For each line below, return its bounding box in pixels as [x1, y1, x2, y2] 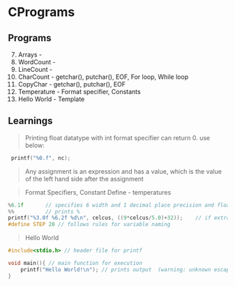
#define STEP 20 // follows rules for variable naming [8, 221, 171, 228]
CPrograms [8, 4, 75, 20]
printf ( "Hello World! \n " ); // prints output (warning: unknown [20, 266, 211, 273]
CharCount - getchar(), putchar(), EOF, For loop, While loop [17, 73, 189, 81]
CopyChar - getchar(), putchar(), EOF [17, 80, 126, 88]
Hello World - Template [17, 95, 85, 103]
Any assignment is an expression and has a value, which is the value [24, 167, 222, 175]
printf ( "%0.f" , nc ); [10, 154, 71, 161]
